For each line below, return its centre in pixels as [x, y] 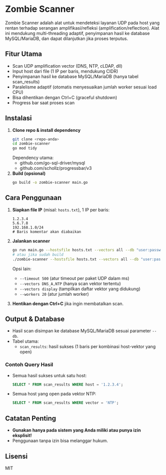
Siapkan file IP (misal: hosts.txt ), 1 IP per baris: [61, 210]
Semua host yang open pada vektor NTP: [54, 394]
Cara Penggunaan [33, 198]
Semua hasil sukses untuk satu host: [49, 375]
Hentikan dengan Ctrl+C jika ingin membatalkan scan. [68, 303]
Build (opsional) [29, 173]
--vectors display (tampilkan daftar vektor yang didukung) [80, 289]
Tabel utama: [25, 341]
